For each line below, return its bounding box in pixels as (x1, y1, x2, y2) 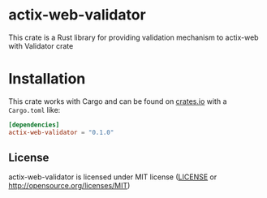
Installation (8, 70, 86, 88)
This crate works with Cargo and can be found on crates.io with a (8, 96, 227, 106)
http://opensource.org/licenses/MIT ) (8, 181, 131, 191)
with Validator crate (8, 41, 74, 50)
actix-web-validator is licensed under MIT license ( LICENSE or (8, 172, 217, 182)
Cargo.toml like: (8, 105, 61, 114)
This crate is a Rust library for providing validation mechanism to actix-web (8, 32, 259, 42)
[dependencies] (8, 120, 60, 129)
